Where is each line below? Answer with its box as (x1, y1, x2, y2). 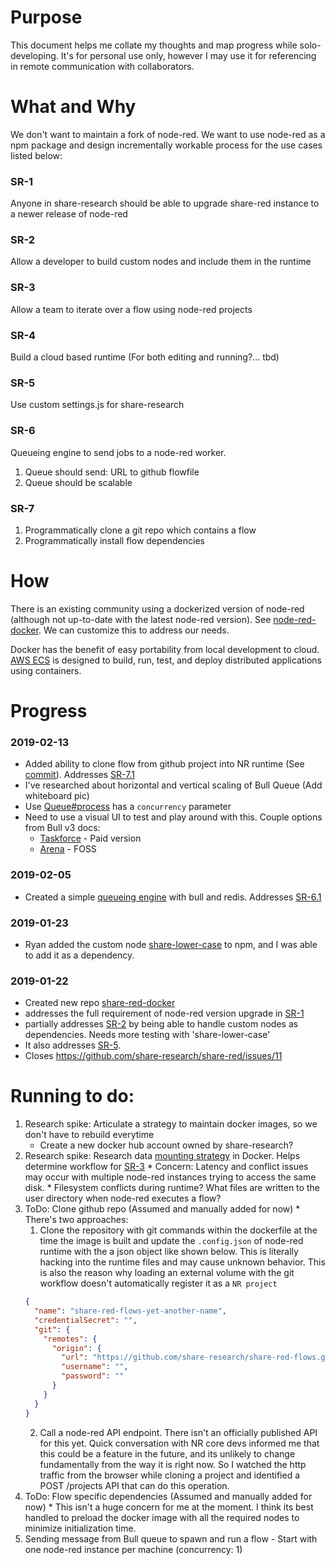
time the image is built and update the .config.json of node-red (39, 1235, 304, 1247)
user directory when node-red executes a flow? (24, 1192, 222, 1205)
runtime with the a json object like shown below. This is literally (39, 1246, 299, 1258)
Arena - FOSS (39, 843, 97, 855)
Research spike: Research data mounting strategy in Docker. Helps (24, 1150, 301, 1162)
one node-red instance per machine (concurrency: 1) (24, 1543, 243, 1555)
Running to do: (10, 1085, 135, 1108)
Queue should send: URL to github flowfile (24, 466, 200, 478)
